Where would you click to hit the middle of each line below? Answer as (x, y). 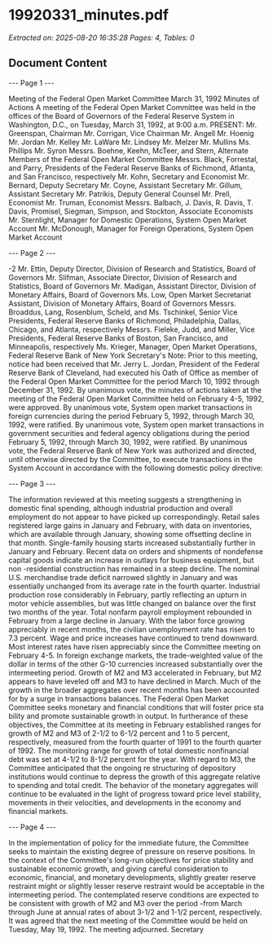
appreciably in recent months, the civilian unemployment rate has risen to (132, 629)
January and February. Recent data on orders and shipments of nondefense (136, 551)
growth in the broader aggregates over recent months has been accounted (134, 689)
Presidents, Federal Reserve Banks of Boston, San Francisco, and (118, 338)
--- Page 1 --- (31, 82)
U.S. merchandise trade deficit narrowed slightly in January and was (123, 577)
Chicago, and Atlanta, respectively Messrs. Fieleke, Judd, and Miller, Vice (132, 329)
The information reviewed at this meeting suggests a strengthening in (125, 500)
